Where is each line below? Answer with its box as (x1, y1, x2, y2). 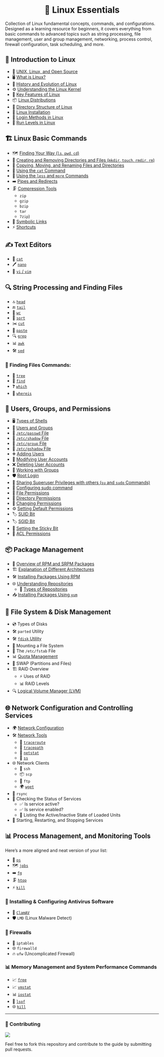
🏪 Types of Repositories (19, 586, 68, 592)
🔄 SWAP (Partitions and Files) (12, 660, 72, 666)
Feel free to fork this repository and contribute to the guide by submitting (5, 1041, 152, 1047)
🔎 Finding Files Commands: (5, 362, 71, 369)
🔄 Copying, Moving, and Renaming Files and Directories (12, 162, 124, 168)
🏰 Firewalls (5, 929, 32, 936)
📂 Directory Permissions (12, 495, 61, 501)
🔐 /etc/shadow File (12, 435, 49, 441)
